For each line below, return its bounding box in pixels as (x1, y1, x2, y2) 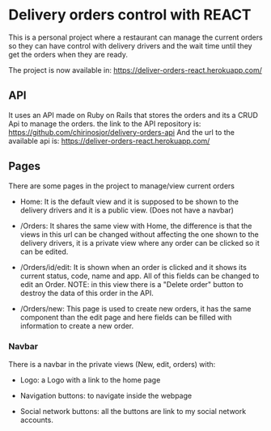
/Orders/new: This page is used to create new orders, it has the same (19, 303, 252, 313)
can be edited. (19, 247, 69, 256)
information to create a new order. (19, 321, 134, 331)
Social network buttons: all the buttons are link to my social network (19, 406, 247, 416)
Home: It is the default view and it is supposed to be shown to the (19, 196, 239, 206)
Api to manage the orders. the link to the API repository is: (8, 119, 201, 129)
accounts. (19, 415, 54, 425)
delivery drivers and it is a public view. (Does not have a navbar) (19, 205, 235, 215)
